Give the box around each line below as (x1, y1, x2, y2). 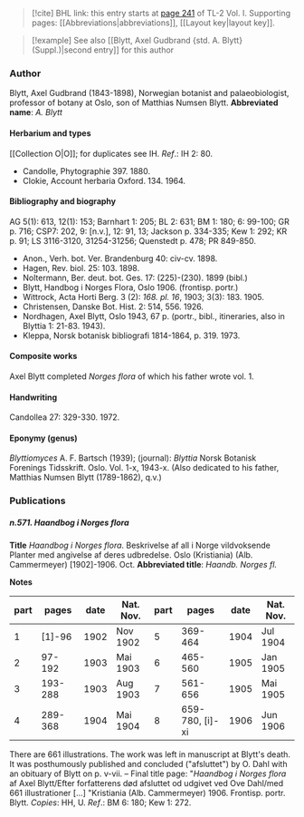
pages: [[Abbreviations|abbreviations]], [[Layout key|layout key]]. (31, 17, 276, 28)
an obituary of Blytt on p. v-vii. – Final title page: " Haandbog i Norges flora (9, 768, 287, 779)
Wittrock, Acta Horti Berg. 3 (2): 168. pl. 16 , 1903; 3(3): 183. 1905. (22, 291, 265, 302)
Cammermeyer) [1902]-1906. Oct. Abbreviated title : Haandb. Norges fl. (9, 559, 278, 570)
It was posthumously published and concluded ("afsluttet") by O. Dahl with (9, 759, 288, 770)
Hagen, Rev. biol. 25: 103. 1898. (22, 262, 140, 273)
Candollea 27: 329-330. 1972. (9, 412, 120, 423)
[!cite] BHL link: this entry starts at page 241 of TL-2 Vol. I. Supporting (31, 8, 291, 18)
